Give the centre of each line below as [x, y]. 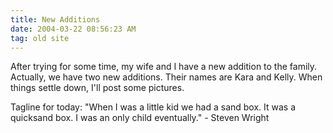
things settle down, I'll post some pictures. [97, 88]
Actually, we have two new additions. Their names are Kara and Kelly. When [166, 77]
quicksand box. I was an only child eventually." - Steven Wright [140, 118]
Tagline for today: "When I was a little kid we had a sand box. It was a [153, 107]
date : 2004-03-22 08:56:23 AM [73, 29]
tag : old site [40, 38]
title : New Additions [55, 19]
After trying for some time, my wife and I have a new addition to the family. [164, 67]
